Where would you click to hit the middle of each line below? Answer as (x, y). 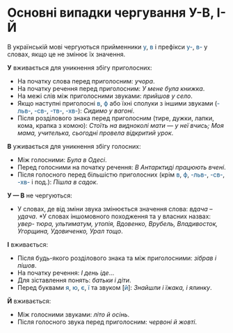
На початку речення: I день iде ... (66, 273)
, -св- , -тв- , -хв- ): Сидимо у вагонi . (83, 111)
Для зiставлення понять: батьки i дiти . (74, 280)
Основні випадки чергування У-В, (111, 13)
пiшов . (27, 265)
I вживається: (28, 244)
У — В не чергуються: (40, 195)
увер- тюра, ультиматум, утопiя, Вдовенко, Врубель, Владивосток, (117, 223)
